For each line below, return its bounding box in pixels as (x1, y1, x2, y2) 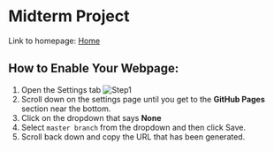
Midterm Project (8, 6, 130, 26)
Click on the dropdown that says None (20, 112, 162, 123)
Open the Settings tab (20, 84, 102, 94)
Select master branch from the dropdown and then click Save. (20, 122, 247, 132)
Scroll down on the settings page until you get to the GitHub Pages (20, 94, 266, 104)
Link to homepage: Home (8, 35, 101, 46)
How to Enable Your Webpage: (8, 61, 179, 76)
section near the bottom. (20, 103, 111, 114)
